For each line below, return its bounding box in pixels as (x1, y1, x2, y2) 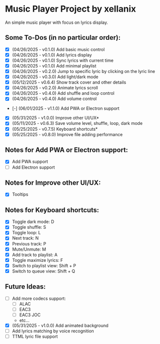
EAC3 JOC (19, 312, 41, 318)
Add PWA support (12, 159, 48, 165)
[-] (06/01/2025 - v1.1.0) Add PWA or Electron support (12, 105, 120, 111)
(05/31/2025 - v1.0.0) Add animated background (12, 322, 109, 328)
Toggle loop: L (12, 230, 41, 236)
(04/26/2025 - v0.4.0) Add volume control (12, 96, 97, 102)
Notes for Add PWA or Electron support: (5, 146, 128, 154)
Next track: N (12, 235, 39, 241)
